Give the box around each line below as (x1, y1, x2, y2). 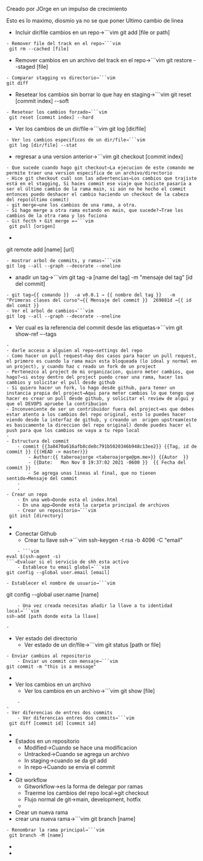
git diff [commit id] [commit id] (9, 720, 97, 726)
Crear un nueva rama (15, 809, 69, 816)
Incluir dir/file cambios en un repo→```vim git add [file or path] (15, 29, 170, 36)
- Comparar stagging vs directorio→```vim (6, 75, 115, 81)
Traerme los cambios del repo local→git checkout (24, 789, 149, 796)
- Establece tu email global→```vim (17, 564, 111, 570)
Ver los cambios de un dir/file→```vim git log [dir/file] (15, 125, 146, 132)
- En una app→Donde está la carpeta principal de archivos (17, 502, 170, 508)
